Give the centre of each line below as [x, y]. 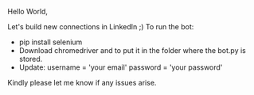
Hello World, [28, 11]
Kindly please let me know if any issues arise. [82, 83]
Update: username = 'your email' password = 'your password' [121, 67]
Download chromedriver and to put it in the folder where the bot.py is [132, 50]
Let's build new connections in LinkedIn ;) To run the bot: [101, 27]
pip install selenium [51, 42]
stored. [31, 59]
